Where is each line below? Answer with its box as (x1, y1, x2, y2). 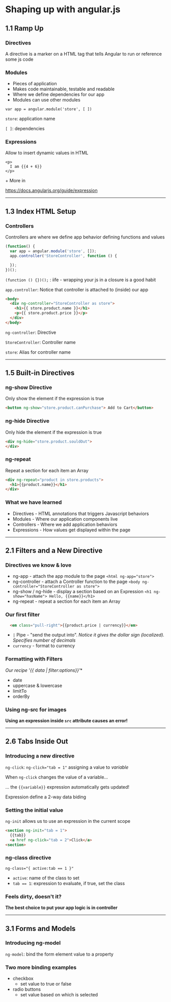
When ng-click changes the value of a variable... (5, 774, 108, 780)
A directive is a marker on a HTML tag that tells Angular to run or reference (5, 51, 162, 57)
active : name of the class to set (12, 874, 80, 881)
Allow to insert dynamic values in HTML (5, 150, 89, 156)
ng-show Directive (5, 384, 52, 391)
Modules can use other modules (12, 97, 80, 103)
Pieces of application (12, 81, 57, 87)
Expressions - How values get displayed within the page (12, 527, 131, 533)
